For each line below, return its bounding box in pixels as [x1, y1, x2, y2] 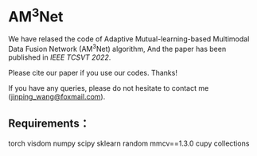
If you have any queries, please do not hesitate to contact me [8, 83, 209, 92]
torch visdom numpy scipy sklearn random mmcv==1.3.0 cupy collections [8, 138, 250, 148]
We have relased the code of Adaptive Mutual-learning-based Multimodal [8, 34, 250, 44]
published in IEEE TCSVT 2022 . [8, 53, 111, 62]
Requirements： [8, 117, 90, 131]
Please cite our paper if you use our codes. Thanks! [8, 68, 177, 77]
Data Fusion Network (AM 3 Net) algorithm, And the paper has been [8, 43, 227, 53]
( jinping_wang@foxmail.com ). [8, 92, 106, 101]
